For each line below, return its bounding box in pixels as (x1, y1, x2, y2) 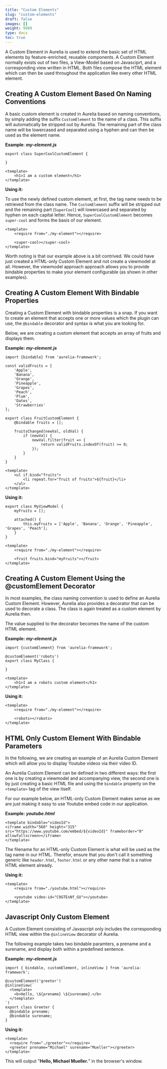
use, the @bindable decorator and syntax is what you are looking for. (5, 320, 145, 326)
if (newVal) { (23, 433, 52, 438)
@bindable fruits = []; (14, 420, 64, 425)
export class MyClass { (5, 658, 55, 663)
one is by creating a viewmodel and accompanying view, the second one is (5, 775, 160, 781)
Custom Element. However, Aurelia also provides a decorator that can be (5, 601, 155, 607)
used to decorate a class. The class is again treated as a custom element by (5, 606, 161, 612)
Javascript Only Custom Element (5, 912, 110, 921)
